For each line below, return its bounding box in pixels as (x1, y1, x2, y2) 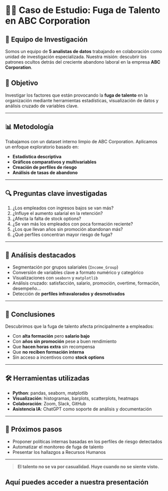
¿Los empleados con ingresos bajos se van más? (12, 205, 114, 211)
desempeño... (12, 286, 41, 292)
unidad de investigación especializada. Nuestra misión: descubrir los (5, 54, 147, 60)
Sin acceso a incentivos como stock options (12, 354, 104, 360)
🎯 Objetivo (5, 79, 38, 87)
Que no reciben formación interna (12, 349, 84, 355)
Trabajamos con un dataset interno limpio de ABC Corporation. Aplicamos (5, 138, 157, 144)
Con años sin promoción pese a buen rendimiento (12, 338, 116, 345)
